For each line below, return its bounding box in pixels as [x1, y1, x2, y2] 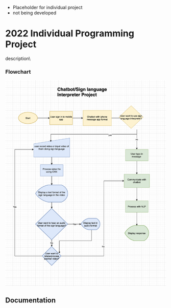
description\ [5, 55, 31, 61]
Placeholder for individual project [12, 5, 83, 10]
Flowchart [5, 68, 31, 75]
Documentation [5, 296, 56, 305]
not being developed [12, 10, 57, 16]
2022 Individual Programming [5, 28, 134, 39]
